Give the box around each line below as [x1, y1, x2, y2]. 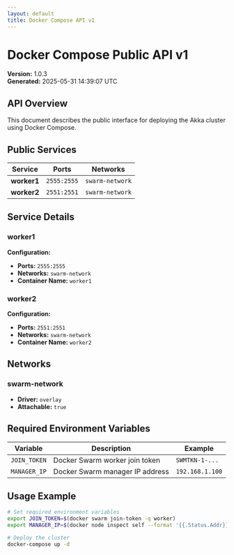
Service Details [7, 211, 75, 223]
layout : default [7, 10, 54, 17]
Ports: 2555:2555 [17, 261, 66, 269]
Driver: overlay [17, 395, 62, 404]
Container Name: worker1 [17, 276, 92, 285]
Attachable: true [17, 402, 67, 410]
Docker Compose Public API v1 [7, 47, 189, 63]
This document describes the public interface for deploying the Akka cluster [7, 116, 226, 124]
